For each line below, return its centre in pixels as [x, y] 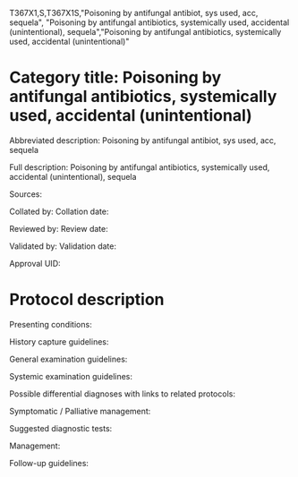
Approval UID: [35, 263]
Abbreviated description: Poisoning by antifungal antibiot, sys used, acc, [143, 140]
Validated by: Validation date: [63, 246]
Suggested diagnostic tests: [61, 428]
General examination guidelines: [68, 359]
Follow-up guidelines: [49, 463]
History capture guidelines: [59, 341]
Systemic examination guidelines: [71, 376]
